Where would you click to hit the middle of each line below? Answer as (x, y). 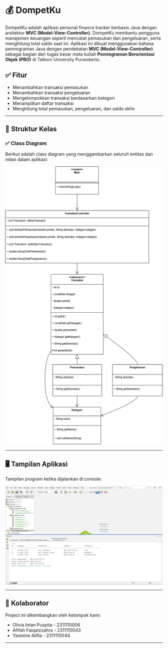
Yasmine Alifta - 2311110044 (41, 635)
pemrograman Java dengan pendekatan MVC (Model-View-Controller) (79, 49)
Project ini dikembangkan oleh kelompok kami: (53, 615)
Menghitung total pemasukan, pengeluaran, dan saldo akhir (74, 108)
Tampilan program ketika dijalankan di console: (53, 479)
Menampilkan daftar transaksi (43, 103)
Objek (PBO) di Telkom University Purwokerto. (53, 59)
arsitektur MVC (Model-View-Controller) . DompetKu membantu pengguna (82, 33)
